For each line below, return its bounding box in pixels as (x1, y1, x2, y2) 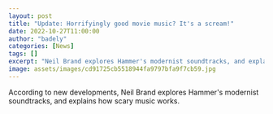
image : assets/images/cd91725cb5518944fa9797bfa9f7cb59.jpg (8, 65, 217, 73)
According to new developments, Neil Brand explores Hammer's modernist (8, 87, 259, 97)
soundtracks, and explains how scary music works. (8, 95, 180, 106)
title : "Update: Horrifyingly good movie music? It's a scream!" (8, 20, 234, 28)
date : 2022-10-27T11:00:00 (8, 27, 100, 35)
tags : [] (8, 50, 38, 58)
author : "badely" (8, 34, 67, 43)
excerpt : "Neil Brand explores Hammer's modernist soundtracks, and (8, 58, 245, 66)
